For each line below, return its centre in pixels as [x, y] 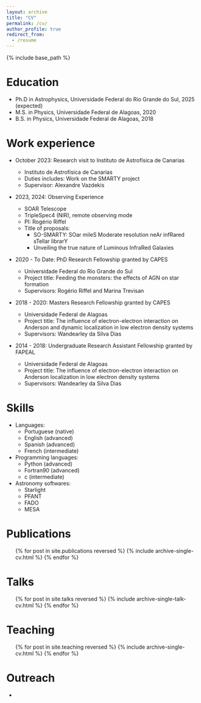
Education [33, 82]
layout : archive [27, 12]
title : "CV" [21, 18]
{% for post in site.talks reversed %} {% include [75, 599]
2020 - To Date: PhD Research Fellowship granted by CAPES [91, 259]
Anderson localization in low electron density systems [92, 377]
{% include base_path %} [38, 58]
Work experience [51, 143]
